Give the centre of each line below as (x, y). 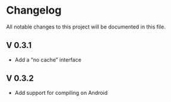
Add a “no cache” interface (48, 59)
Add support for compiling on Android (61, 93)
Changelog (34, 10)
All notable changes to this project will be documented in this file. (86, 27)
